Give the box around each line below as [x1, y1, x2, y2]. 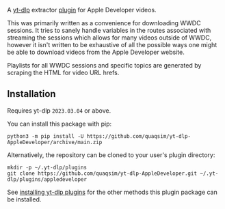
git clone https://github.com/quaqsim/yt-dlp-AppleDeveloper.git [7, 170, 197, 177]
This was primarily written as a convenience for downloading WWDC [7, 19, 201, 27]
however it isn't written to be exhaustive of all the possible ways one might [7, 41, 217, 48]
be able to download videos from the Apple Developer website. [7, 48, 185, 56]
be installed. [7, 195, 42, 204]
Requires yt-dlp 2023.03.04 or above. [7, 106, 111, 115]
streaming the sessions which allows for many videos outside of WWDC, [7, 33, 212, 42]
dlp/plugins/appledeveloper [7, 176, 88, 183]
